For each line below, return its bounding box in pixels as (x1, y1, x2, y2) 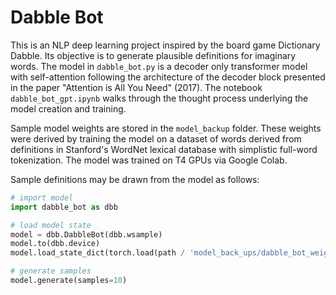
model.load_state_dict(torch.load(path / (10, 248, 186, 258)
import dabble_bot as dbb (10, 202, 118, 212)
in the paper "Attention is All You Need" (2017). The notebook (10, 81, 263, 93)
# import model (10, 192, 74, 203)
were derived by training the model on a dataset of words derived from (10, 132, 302, 145)
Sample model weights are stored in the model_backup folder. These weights (10, 122, 322, 134)
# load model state (10, 220, 92, 230)
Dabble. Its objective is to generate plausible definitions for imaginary (10, 49, 297, 61)
